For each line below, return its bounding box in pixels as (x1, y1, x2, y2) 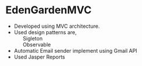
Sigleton (22, 35, 43, 42)
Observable (22, 41, 51, 48)
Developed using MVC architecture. (13, 23, 100, 30)
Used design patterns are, (13, 28, 77, 35)
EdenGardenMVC (5, 3, 92, 17)
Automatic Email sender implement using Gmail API (13, 47, 138, 54)
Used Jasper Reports (13, 53, 65, 60)
